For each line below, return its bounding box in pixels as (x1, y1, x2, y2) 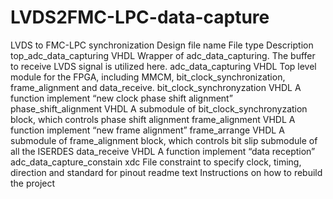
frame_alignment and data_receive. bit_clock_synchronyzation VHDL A (10, 81, 302, 93)
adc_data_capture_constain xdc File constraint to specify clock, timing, (10, 156, 302, 168)
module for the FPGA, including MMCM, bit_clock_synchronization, (10, 71, 286, 83)
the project (10, 177, 56, 189)
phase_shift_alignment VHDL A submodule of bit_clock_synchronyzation (10, 102, 308, 115)
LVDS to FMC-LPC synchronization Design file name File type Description (10, 39, 314, 51)
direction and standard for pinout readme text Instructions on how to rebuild (10, 166, 323, 178)
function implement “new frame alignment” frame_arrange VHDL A (10, 124, 285, 136)
